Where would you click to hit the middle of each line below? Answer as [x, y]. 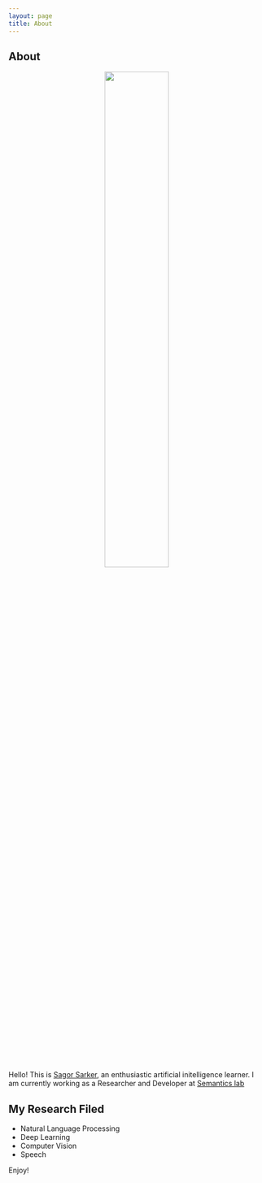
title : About [31, 24]
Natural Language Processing [70, 1128]
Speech [33, 1155]
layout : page [31, 16]
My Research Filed [57, 1109]
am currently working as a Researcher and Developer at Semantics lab [127, 1084]
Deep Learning [45, 1137]
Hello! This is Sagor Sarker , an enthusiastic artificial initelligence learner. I [131, 1075]
